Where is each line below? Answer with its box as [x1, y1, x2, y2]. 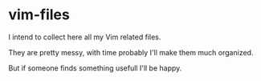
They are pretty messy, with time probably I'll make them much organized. [8, 47, 254, 57]
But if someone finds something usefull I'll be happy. [8, 63, 182, 73]
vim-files [8, 6, 70, 24]
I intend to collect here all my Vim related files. [8, 32, 161, 42]
